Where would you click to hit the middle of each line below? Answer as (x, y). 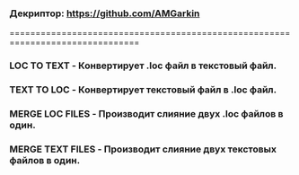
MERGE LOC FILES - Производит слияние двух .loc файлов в (146, 114)
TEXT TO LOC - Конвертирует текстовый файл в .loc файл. (143, 90)
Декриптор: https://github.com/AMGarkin (105, 13)
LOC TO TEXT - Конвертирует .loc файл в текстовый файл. (143, 66)
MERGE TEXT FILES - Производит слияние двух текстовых (143, 149)
